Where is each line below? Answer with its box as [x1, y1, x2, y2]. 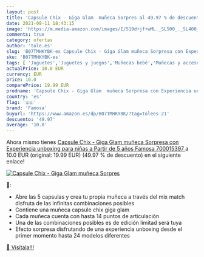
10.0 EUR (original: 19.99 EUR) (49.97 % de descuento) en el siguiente [6, 151, 181, 159]
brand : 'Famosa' [6, 105, 47, 111]
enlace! [6, 158, 25, 165]
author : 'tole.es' [6, 43, 53, 49]
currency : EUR [6, 71, 42, 77]
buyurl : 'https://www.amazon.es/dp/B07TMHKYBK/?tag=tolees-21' [6, 111, 170, 117]
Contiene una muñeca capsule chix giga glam [15, 206, 129, 213]
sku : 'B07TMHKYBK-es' [6, 54, 61, 60]
